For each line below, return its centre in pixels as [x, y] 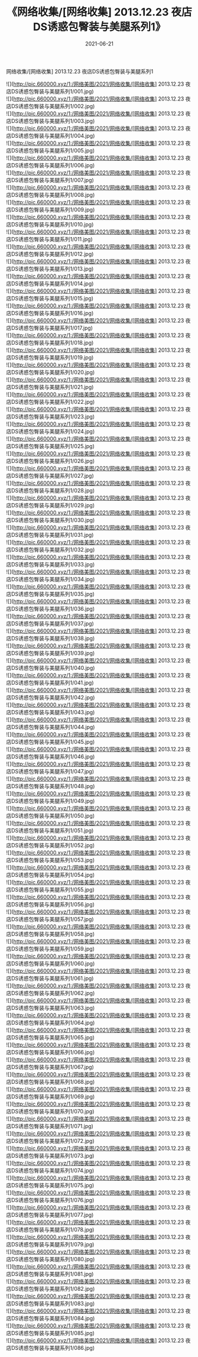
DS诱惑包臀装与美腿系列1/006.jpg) [53, 165]
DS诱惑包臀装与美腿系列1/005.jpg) [53, 150]
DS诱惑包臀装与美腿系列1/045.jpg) [53, 741]
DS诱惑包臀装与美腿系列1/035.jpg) [53, 594]
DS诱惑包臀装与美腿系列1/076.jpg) [53, 1200]
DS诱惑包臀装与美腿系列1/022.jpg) [53, 401]
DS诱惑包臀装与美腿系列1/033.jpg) [53, 564]
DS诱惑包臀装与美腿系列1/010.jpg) [52, 224]
